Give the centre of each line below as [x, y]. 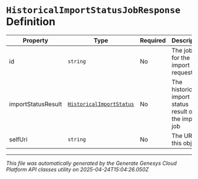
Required [153, 40]
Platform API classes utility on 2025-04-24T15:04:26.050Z [77, 169]
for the [181, 58]
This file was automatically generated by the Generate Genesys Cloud [91, 163]
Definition [31, 22]
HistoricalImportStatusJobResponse [93, 10]
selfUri [18, 139]
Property [35, 40]
